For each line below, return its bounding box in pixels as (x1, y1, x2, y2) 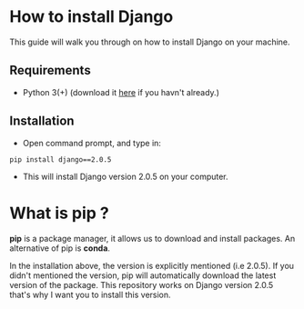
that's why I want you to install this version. (9, 289, 171, 300)
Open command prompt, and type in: (22, 137, 162, 148)
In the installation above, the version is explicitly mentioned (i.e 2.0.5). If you (9, 260, 294, 271)
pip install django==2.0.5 (9, 154, 112, 164)
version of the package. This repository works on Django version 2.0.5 (9, 279, 274, 290)
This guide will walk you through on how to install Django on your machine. (9, 36, 290, 47)
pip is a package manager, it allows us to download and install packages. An (9, 233, 296, 244)
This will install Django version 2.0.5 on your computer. (22, 171, 229, 182)
